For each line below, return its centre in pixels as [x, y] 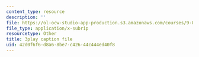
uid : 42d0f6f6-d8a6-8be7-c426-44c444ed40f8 [61, 45]
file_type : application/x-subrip [47, 28]
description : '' [26, 17]
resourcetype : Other [32, 34]
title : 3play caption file [39, 39]
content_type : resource [36, 12]
